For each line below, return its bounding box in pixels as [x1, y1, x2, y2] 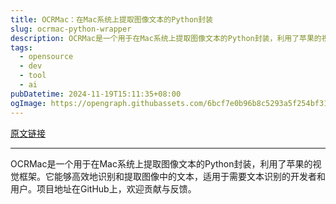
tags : [10, 42, 33, 53]
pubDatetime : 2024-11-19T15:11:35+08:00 [10, 89, 182, 99]
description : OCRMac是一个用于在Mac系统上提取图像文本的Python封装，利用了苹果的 [10, 33, 322, 43]
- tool [19, 71, 47, 81]
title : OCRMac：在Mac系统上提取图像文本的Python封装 [10, 14, 213, 25]
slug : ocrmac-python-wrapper [10, 24, 132, 34]
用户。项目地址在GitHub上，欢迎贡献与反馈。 [10, 182, 197, 195]
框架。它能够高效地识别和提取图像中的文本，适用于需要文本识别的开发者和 [18, 170, 326, 182]
